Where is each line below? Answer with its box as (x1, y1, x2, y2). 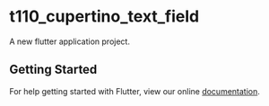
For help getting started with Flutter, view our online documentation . (9, 85, 260, 96)
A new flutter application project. (9, 36, 130, 47)
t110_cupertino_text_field (9, 6, 200, 27)
